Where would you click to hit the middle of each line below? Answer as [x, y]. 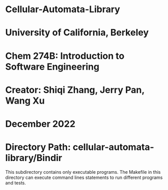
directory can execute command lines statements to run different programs [84, 177]
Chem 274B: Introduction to [65, 56]
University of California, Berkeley [77, 33]
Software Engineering [52, 67]
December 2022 [40, 124]
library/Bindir [34, 158]
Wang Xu [25, 101]
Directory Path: [38, 147]
